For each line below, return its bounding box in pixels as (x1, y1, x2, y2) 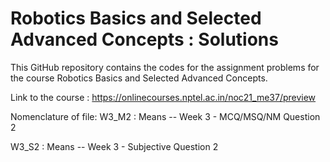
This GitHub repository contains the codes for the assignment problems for (10, 61, 320, 73)
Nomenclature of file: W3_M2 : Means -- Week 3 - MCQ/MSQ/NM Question (10, 110, 321, 122)
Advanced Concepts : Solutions (10, 28, 279, 51)
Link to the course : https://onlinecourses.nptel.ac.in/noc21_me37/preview (10, 91, 317, 103)
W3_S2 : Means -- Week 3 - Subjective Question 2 (10, 140, 219, 152)
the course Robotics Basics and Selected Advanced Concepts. (10, 72, 268, 84)
